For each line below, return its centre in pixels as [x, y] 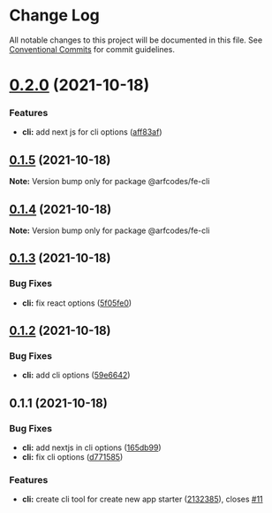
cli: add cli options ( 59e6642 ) [76, 375]
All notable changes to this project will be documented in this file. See [136, 40]
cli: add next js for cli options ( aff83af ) [92, 132]
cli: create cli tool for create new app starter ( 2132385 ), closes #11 [142, 499]
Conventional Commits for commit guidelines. [92, 49]
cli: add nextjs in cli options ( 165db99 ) [91, 447]
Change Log [54, 16]
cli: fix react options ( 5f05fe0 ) [77, 303]
